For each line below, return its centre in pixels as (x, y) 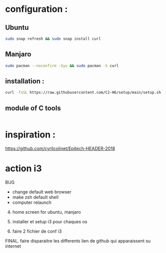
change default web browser (42, 191)
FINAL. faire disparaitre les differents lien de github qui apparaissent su (78, 241)
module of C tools (33, 108)
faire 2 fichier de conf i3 (37, 231)
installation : (25, 81)
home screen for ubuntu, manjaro (46, 212)
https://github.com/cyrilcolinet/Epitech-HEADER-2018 (60, 148)
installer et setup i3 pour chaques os (50, 221)
